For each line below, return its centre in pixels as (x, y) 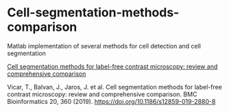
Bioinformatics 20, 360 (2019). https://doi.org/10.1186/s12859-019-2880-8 (111, 101)
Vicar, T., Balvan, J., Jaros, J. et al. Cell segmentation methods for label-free (115, 87)
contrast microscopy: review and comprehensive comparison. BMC (102, 94)
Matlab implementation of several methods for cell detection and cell (104, 46)
